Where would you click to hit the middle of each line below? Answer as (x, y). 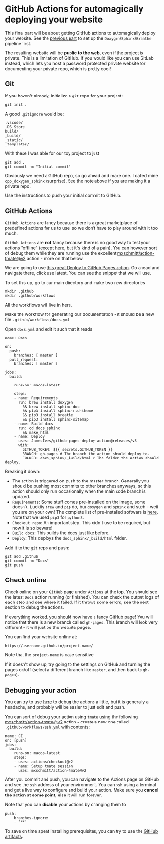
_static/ (14, 140)
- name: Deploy (29, 436)
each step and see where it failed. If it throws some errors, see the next (77, 602)
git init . (16, 105)
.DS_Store (15, 127)
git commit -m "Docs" (27, 561)
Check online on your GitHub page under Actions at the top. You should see (81, 592)
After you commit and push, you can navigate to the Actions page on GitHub (82, 779)
